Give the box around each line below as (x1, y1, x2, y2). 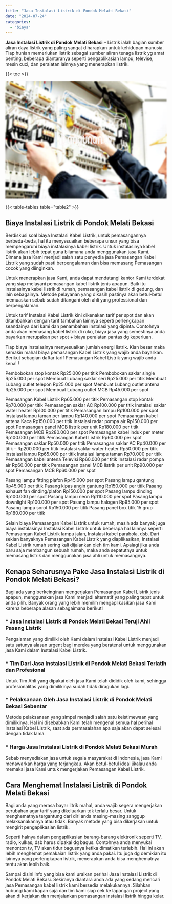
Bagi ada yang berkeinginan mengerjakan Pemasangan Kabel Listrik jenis (5, 589, 160, 595)
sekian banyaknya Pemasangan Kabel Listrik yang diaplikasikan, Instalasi (5, 536, 160, 542)
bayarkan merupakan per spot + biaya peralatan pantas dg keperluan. (5, 334, 153, 340)
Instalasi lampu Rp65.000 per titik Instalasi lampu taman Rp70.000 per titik (5, 451, 162, 457)
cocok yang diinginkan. (5, 265, 55, 271)
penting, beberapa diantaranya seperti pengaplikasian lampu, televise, (5, 55, 154, 62)
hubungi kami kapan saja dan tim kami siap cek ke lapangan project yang (5, 888, 160, 894)
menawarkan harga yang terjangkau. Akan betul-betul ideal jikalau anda (5, 760, 157, 767)
